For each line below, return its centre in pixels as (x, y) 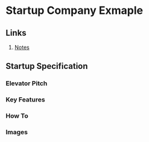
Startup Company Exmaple (74, 11)
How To (17, 116)
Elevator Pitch (27, 83)
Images (17, 132)
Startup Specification (47, 66)
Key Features (26, 100)
